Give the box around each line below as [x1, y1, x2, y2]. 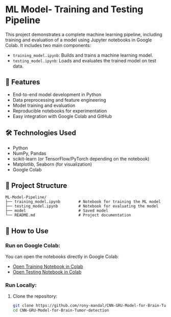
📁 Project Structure [5, 181, 67, 190]
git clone [12, 303, 34, 308]
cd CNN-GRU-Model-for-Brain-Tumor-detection [12, 308, 109, 313]
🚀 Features [5, 78, 40, 86]
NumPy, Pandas [12, 150, 46, 156]
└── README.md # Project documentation [5, 213, 131, 218]
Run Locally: [5, 281, 37, 288]
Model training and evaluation [12, 102, 76, 108]
